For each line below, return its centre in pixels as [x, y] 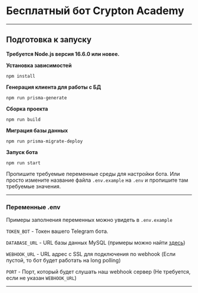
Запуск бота [22, 152]
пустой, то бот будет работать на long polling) [63, 261]
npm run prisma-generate [37, 98]
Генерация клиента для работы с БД [54, 87]
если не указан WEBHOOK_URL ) [41, 278]
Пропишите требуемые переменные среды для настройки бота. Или [93, 174]
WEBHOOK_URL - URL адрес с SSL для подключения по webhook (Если [91, 254]
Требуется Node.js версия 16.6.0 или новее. [63, 54]
